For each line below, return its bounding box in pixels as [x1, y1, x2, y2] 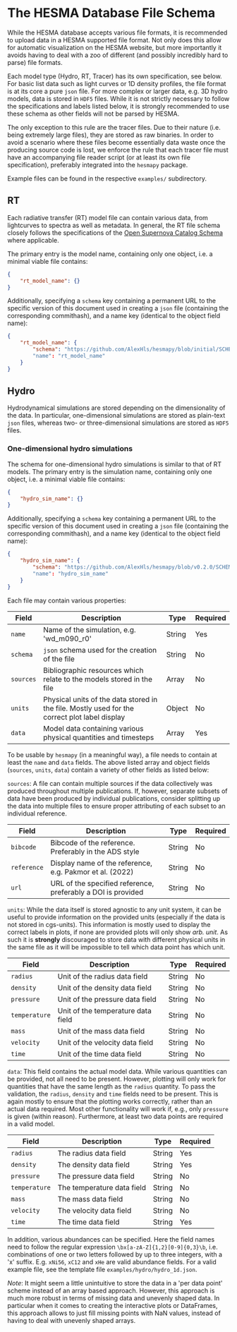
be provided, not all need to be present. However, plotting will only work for [7, 1074, 226, 1083]
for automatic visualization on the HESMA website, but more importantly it [7, 43, 222, 52]
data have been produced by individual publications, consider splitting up [7, 794, 221, 802]
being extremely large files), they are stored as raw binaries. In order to [7, 131, 214, 139]
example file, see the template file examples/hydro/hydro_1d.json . [7, 1265, 197, 1273]
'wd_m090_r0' [43, 634, 92, 643]
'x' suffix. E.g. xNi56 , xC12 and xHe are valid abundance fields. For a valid [7, 1257, 217, 1266]
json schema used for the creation [43, 645, 157, 655]
